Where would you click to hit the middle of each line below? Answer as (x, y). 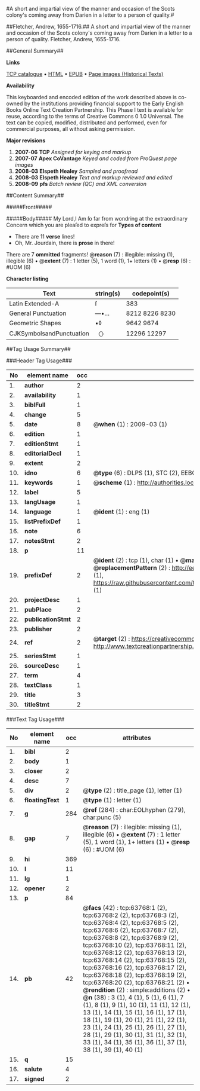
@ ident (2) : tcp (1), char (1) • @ (140, 560)
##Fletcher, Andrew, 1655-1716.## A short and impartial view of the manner (99, 27)
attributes (137, 738)
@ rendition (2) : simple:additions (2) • (137, 990)
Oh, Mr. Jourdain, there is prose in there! (65, 243)
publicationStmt (48, 619)
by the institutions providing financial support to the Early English (104, 103)
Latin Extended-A (34, 303)
